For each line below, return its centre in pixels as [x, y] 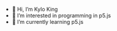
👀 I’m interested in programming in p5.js [62, 15]
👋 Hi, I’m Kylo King [35, 9]
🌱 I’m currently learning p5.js [48, 22]
